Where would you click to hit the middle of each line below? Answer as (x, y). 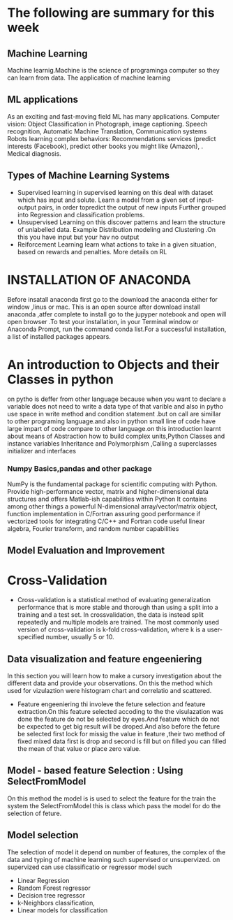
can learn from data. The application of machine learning (89, 78)
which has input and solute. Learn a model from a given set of (106, 200)
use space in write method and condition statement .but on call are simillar (114, 414)
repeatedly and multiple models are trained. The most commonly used (118, 622)
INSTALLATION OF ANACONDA (99, 280)
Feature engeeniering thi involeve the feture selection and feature (111, 704)
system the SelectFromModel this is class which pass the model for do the (114, 805)
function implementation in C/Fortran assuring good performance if (104, 513)
